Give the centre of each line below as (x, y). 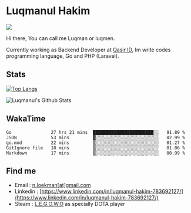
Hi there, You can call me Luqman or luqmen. (61, 38)
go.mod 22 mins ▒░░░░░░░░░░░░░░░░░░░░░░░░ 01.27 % (95, 143)
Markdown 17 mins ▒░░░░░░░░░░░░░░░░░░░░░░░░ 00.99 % (95, 153)
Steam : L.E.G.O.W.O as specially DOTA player (70, 204)
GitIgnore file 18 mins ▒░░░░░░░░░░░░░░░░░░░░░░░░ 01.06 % (95, 148)
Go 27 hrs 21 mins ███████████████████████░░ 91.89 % (95, 132)
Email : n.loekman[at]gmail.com (53, 185)
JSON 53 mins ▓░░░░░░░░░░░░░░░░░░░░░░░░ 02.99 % (95, 137)
